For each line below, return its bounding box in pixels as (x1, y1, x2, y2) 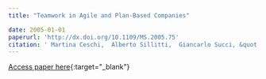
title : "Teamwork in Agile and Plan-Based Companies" (8, 11, 191, 20)
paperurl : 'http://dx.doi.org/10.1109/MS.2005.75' (8, 33, 179, 41)
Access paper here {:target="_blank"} (8, 62, 130, 72)
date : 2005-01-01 (8, 25, 66, 34)
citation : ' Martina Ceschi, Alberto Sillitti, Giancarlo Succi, (8, 40, 237, 48)
